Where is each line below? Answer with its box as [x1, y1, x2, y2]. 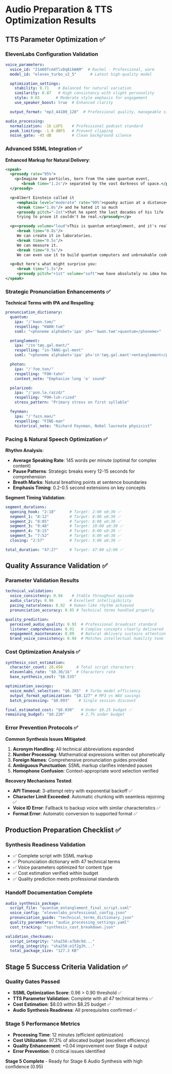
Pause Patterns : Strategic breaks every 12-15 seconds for [12, 468, 135, 474]
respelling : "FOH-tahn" [14, 371, 66, 377]
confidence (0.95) [5, 1064, 44, 1070]
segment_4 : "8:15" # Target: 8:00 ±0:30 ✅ [10, 528, 121, 533]
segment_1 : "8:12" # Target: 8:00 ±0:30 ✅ [10, 514, 121, 519]
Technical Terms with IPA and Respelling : [5, 300, 95, 306]
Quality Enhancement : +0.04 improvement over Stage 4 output [12, 1043, 147, 1049]
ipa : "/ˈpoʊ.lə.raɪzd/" [14, 390, 66, 396]
